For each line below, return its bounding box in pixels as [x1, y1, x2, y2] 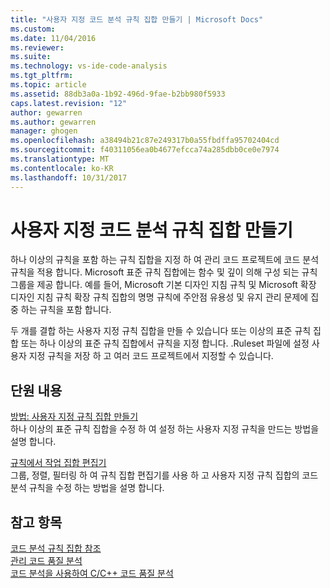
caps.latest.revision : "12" [10, 98, 128, 108]
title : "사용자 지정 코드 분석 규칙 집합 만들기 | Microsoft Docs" [10, 14, 264, 25]
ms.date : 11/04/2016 [10, 33, 97, 43]
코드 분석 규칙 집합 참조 [10, 542, 102, 555]
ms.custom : [10, 24, 56, 34]
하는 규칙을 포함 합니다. [20, 304, 112, 316]
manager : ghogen [10, 126, 78, 136]
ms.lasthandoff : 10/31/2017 [10, 172, 128, 183]
